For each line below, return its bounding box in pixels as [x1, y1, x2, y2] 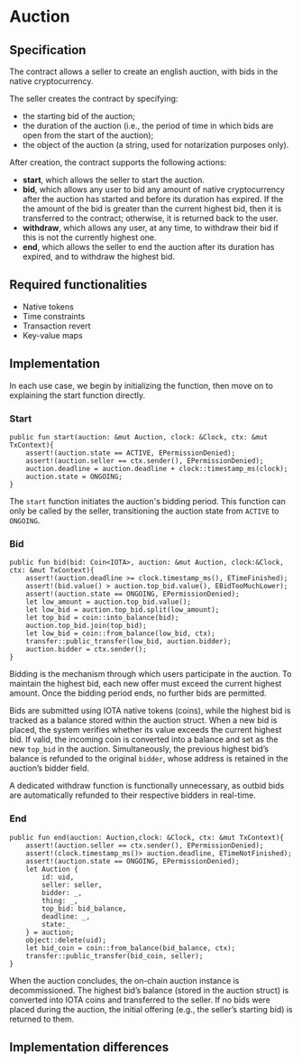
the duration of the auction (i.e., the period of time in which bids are [22, 120, 274, 131]
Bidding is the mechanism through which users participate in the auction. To [9, 669, 292, 679]
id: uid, [41, 873, 75, 882]
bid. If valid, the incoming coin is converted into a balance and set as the [9, 734, 279, 745]
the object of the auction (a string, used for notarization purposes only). [22, 140, 289, 150]
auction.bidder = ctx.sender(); [25, 645, 147, 654]
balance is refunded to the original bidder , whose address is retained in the [9, 753, 288, 764]
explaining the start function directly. [9, 390, 146, 401]
